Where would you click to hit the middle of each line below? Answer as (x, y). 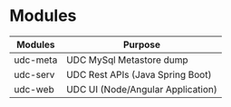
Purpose (142, 44)
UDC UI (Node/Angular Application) (142, 89)
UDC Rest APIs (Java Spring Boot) (139, 74)
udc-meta (36, 60)
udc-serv (34, 74)
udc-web (34, 89)
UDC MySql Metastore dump (127, 60)
